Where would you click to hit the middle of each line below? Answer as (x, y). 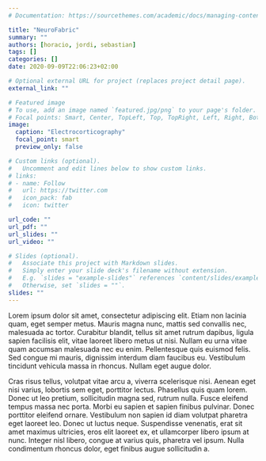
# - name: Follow (37, 183)
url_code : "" (30, 219)
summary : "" (28, 37)
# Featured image (37, 103)
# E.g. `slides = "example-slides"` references (92, 278)
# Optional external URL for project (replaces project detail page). (127, 81)
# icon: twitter (38, 206)
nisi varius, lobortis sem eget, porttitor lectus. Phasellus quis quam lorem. (128, 390)
